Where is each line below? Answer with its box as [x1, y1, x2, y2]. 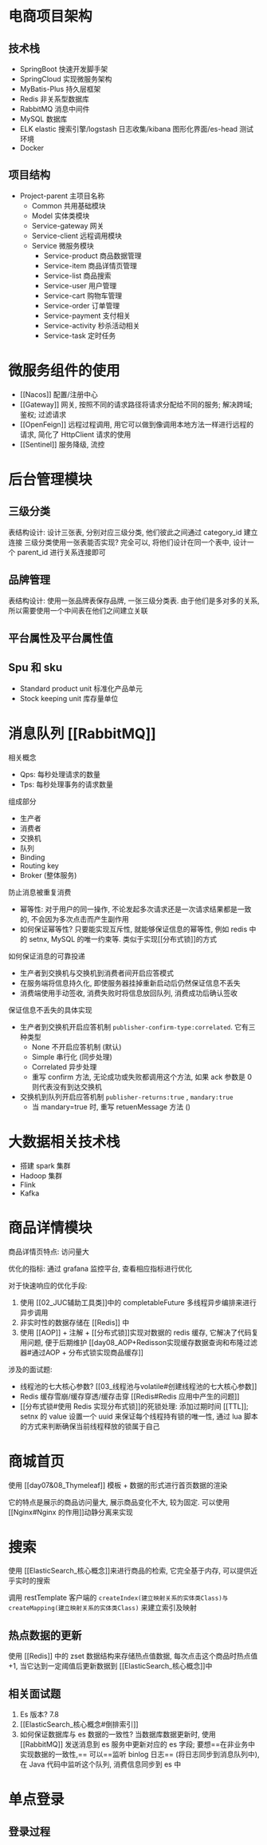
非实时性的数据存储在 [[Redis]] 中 [19, 1317, 130, 1327]
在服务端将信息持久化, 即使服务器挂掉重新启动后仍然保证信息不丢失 [19, 978, 241, 987]
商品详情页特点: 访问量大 [8, 1247, 89, 1256]
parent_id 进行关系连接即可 [17, 547, 106, 557]
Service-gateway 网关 [31, 220, 104, 230]
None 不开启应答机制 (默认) [31, 1042, 122, 1051]
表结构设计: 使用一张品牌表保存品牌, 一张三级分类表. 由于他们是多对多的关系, [8, 596, 260, 605]
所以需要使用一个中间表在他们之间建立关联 [8, 605, 148, 615]
